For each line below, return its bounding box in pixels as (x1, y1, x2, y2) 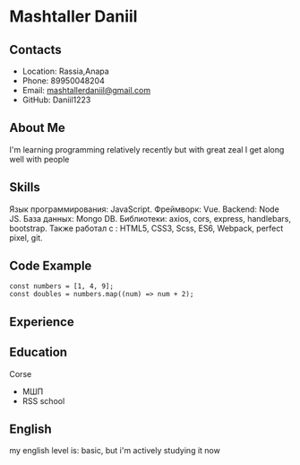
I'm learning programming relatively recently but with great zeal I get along (9, 144, 285, 154)
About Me (9, 120, 65, 136)
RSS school (21, 395, 65, 406)
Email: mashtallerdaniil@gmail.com (21, 85, 150, 95)
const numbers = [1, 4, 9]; (9, 282, 115, 291)
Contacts (9, 42, 63, 57)
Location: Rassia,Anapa (21, 66, 109, 76)
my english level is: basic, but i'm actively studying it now (9, 445, 221, 456)
